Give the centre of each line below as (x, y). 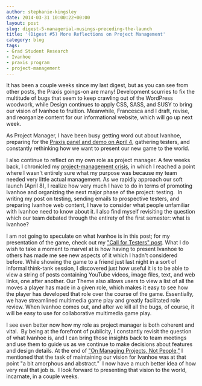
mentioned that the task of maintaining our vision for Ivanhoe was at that (96, 357)
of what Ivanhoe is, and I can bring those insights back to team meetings (96, 338)
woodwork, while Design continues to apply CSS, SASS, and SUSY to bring (99, 105)
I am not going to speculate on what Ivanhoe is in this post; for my (88, 236)
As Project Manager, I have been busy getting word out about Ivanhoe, (94, 136)
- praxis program (28, 62)
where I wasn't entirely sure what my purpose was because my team (92, 173)
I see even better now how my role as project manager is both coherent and (100, 325)
